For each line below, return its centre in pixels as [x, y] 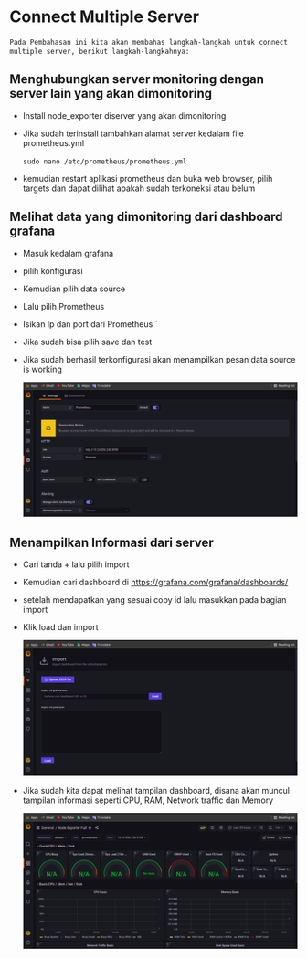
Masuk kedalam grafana [68, 253]
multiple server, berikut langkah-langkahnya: [100, 51]
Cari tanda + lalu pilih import [76, 564]
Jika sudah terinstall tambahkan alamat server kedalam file [133, 133]
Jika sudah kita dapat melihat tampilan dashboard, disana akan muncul [156, 790]
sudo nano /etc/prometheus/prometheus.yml [105, 162]
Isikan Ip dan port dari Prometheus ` [90, 324]
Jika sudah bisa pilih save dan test [87, 342]
